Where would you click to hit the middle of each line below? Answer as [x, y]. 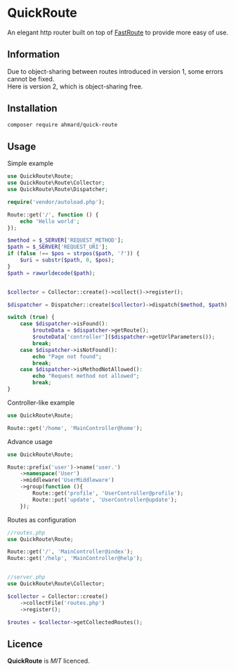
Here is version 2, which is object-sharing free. [75, 86]
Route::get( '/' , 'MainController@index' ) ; [70, 552]
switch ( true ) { [31, 318]
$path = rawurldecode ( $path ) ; [52, 273]
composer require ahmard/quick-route [63, 124]
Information [34, 54]
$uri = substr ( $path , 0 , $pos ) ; [67, 260]
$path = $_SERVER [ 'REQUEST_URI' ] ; [58, 247]
